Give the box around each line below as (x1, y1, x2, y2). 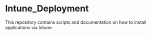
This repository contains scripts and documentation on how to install (5, 19, 146, 25)
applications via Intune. (5, 24, 53, 30)
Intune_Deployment (5, 3, 89, 14)
